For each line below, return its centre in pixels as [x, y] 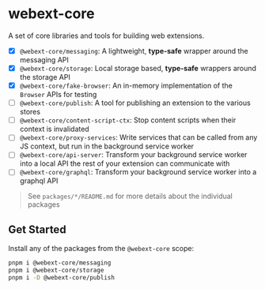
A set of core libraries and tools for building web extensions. [106, 36]
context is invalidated [54, 129]
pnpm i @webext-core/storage [56, 270]
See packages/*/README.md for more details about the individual [130, 196]
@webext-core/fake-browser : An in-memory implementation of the [126, 86]
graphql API [39, 181]
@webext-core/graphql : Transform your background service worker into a [138, 172]
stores [30, 112]
